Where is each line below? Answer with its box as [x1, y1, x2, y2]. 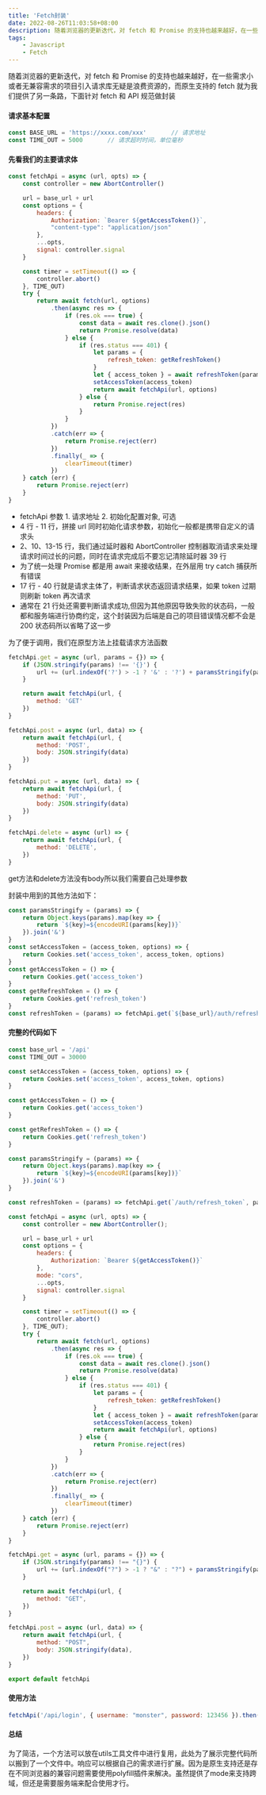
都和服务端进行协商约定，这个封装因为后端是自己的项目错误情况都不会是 [19, 610, 256, 620]
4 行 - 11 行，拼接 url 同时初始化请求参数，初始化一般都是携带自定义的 [19, 521, 248, 531]
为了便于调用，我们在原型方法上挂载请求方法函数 [8, 637, 168, 647]
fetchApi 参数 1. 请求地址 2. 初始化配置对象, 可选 [19, 511, 177, 521]
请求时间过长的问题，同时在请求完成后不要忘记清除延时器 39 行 [19, 551, 227, 560]
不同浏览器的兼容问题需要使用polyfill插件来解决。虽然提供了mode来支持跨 [14, 1768, 257, 1778]
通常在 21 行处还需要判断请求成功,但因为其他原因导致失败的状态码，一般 [19, 601, 255, 610]
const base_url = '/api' [8, 1045, 90, 1054]
